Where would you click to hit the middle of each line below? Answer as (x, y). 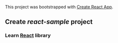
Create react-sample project (49, 22)
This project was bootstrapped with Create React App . (59, 7)
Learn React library (28, 35)
